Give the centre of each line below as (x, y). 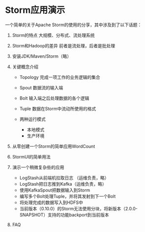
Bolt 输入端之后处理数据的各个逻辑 (54, 98)
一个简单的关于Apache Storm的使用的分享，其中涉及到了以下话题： (73, 25)
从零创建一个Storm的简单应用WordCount (54, 146)
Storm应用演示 (35, 10)
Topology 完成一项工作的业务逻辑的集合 (60, 77)
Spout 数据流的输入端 (41, 87)
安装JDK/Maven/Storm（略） (42, 56)
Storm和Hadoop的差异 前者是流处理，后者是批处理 (64, 45)
